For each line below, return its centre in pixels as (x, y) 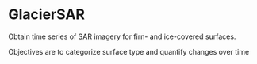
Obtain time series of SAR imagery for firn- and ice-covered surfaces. (122, 36)
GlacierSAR (47, 15)
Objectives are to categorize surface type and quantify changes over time (129, 51)
